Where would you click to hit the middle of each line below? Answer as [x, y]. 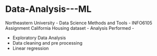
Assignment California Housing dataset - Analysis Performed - [70, 28]
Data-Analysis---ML [48, 9]
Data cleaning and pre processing [47, 43]
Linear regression [31, 48]
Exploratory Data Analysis [39, 38]
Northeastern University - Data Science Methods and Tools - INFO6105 [79, 23]
